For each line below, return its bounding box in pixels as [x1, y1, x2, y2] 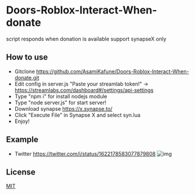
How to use [6, 52, 48, 62]
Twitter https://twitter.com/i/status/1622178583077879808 [14, 150, 156, 157]
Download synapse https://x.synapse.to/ [14, 105, 113, 112]
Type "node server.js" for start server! [14, 99, 107, 106]
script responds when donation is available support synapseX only [6, 35, 167, 42]
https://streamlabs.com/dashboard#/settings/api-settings [14, 86, 154, 94]
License [6, 167, 36, 177]
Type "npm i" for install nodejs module [14, 93, 107, 100]
